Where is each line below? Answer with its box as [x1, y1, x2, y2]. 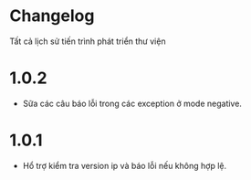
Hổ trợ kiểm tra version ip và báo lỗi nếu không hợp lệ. [22, 160, 226, 171]
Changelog [9, 5, 95, 26]
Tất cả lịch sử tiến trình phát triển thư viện [9, 36, 166, 47]
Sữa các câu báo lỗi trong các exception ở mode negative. [22, 98, 242, 109]
